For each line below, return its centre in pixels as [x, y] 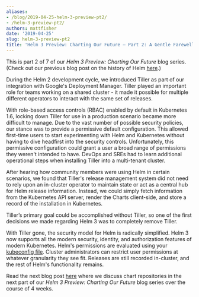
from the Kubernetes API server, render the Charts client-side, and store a [96, 197]
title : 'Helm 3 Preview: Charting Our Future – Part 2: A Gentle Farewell [100, 45]
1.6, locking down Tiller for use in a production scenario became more [91, 116]
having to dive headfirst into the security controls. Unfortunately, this [90, 141]
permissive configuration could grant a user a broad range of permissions [96, 148]
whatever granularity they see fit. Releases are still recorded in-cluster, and [98, 258]
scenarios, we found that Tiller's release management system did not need [97, 178]
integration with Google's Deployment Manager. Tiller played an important [96, 86]
